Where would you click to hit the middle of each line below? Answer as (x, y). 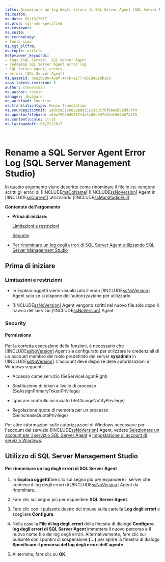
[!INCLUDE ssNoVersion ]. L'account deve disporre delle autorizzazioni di (78, 361)
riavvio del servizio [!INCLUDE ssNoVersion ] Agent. (64, 311)
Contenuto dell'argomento (33, 207)
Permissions (18, 335)
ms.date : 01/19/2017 (26, 19)
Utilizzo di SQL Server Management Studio (72, 456)
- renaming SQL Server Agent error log (46, 64)
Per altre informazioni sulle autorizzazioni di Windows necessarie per (75, 425)
